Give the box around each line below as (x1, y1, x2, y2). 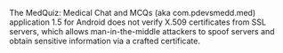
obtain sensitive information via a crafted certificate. (9, 35, 200, 46)
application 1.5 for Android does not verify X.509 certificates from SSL (9, 17, 267, 27)
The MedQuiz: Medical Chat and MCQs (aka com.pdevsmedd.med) (9, 8, 256, 18)
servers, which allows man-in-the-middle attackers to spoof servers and (9, 26, 275, 36)
